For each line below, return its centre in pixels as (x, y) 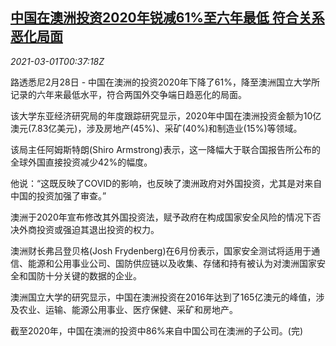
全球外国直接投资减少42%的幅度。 (81, 162)
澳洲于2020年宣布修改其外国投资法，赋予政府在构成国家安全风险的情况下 (161, 217)
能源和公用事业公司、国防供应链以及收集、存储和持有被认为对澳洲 (163, 263)
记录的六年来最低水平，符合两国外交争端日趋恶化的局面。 (128, 94)
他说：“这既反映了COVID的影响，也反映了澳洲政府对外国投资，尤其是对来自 (166, 183)
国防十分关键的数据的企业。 (84, 275)
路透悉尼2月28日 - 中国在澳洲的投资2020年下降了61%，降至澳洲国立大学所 (165, 82)
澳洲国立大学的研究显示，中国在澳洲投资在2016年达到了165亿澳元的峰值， (163, 297)
